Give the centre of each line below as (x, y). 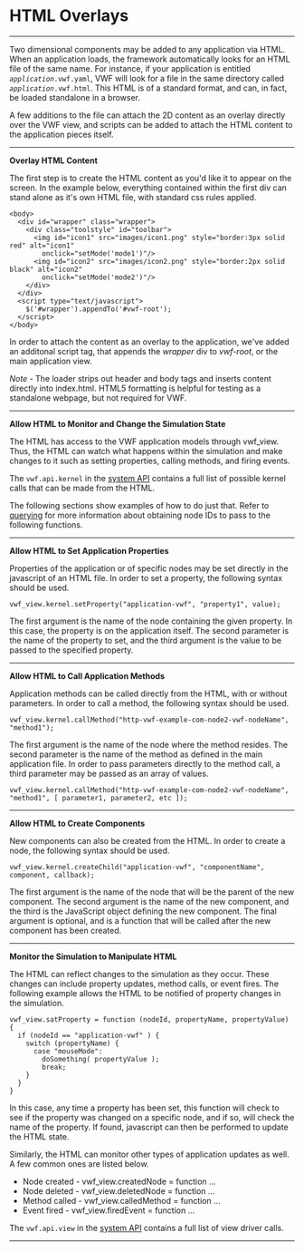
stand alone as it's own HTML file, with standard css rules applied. (133, 197)
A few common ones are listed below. (79, 1164)
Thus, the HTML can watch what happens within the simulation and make (146, 451)
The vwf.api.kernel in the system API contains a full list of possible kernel (148, 478)
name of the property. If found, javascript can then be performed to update (149, 1127)
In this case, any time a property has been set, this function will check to (144, 1108)
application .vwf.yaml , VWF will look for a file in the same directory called (147, 78)
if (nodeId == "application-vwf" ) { (89, 1035)
